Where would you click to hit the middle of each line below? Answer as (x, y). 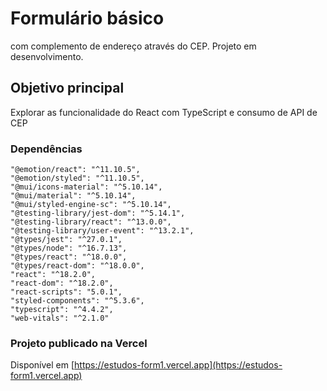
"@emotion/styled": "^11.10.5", (77, 178)
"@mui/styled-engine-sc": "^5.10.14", (91, 205)
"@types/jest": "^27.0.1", (66, 240)
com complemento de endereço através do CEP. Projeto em (133, 46)
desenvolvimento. (47, 56)
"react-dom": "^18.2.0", (62, 283)
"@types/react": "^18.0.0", (69, 257)
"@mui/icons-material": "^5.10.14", (86, 187)
